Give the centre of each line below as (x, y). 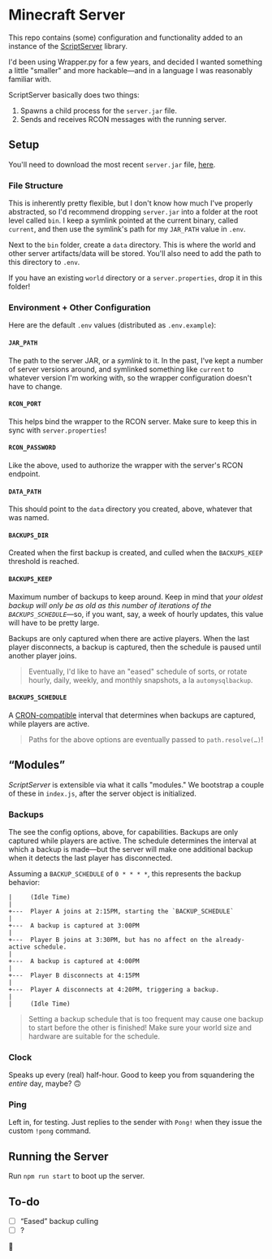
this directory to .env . (44, 263)
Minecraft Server (67, 15)
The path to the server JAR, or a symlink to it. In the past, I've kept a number (136, 360)
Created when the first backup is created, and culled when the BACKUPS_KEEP (136, 553)
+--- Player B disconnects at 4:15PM (74, 975)
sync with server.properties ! (58, 430)
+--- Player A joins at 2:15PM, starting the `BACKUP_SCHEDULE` (121, 911)
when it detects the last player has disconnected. (91, 857)
